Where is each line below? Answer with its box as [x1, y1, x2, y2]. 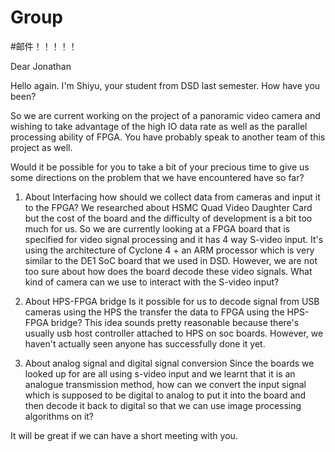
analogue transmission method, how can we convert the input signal [24, 378, 307, 390]
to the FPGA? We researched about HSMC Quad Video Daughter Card [24, 201, 313, 213]
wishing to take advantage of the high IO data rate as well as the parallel [10, 120, 308, 132]
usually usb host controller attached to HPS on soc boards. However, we [24, 327, 324, 339]
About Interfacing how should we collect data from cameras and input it [24, 191, 321, 203]
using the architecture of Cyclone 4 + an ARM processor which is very [24, 244, 315, 256]
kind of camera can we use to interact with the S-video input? [24, 276, 280, 288]
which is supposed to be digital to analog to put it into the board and [24, 389, 307, 401]
